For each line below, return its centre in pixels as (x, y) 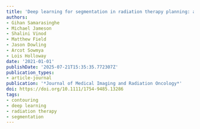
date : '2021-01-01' (30, 61)
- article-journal (29, 78)
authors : (17, 17)
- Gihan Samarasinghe (33, 23)
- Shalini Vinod (26, 34)
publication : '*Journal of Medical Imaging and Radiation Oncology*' (94, 84)
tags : (13, 95)
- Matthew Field (26, 39)
